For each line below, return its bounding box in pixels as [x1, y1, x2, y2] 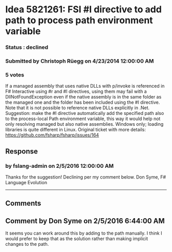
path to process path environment [5, 14, 153, 26]
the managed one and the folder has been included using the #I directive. [5, 99, 160, 106]
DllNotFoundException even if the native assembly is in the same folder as [5, 94, 162, 100]
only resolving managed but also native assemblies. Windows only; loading [5, 121, 164, 127]
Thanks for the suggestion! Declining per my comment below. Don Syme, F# [5, 174, 166, 180]
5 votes [5, 71, 25, 78]
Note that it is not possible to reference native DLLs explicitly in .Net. [5, 105, 150, 111]
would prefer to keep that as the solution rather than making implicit [5, 236, 148, 242]
